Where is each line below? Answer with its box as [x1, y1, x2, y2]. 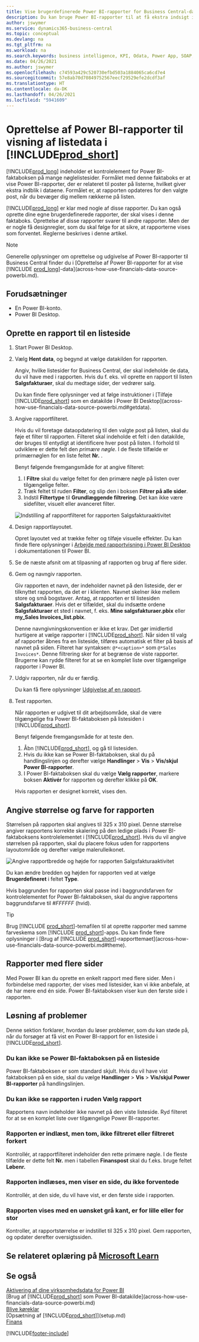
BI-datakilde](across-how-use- [111, 1293, 188, 1300]
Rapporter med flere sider [6, 959, 104, 969]
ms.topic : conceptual [6, 31, 60, 37]
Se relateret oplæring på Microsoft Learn [6, 1250, 159, 1261]
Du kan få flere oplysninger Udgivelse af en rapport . [14, 686, 142, 693]
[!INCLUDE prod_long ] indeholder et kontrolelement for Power [6, 168, 156, 175]
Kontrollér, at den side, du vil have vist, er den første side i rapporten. [6, 1191, 175, 1198]
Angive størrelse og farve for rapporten [6, 805, 155, 815]
